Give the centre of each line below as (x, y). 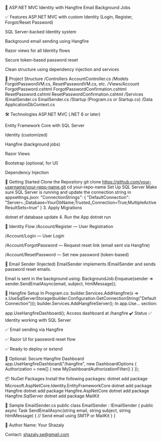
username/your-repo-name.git (36, 187)
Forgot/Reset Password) (29, 22)
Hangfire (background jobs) (33, 144)
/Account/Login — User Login (35, 236)
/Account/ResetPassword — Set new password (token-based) (67, 254)
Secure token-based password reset (42, 60)
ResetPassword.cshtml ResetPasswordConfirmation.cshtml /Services (74, 94)
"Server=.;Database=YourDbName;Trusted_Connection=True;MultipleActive (81, 202)
